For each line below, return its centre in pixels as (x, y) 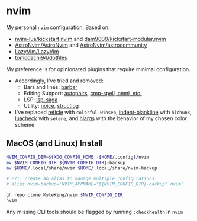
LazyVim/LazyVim (37, 51)
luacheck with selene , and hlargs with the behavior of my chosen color (101, 118)
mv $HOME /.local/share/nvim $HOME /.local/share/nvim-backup (82, 168)
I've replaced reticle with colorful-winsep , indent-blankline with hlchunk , (103, 112)
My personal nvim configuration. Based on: (58, 27)
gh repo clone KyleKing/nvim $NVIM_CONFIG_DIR (64, 195)
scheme (25, 124)
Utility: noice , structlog (51, 105)
